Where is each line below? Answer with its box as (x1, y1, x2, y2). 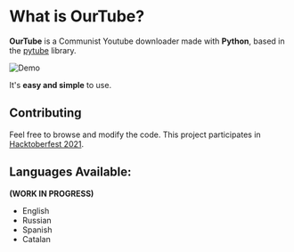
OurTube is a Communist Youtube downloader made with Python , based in (9, 36, 285, 46)
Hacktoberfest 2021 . (9, 138, 85, 149)
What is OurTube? (9, 6, 145, 27)
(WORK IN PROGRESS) (9, 188, 94, 199)
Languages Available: (9, 165, 132, 180)
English (21, 205, 50, 215)
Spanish (21, 224, 53, 235)
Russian (21, 215, 52, 225)
